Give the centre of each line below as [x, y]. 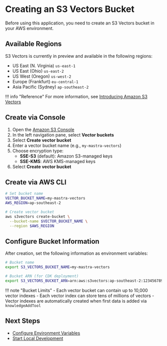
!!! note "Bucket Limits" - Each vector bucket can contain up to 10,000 [77, 290]
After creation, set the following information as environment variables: [77, 253]
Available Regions [34, 44]
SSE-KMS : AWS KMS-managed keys [58, 161]
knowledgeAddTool [23, 306]
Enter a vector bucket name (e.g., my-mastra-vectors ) [67, 145]
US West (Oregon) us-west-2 [42, 76]
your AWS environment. [29, 28]
